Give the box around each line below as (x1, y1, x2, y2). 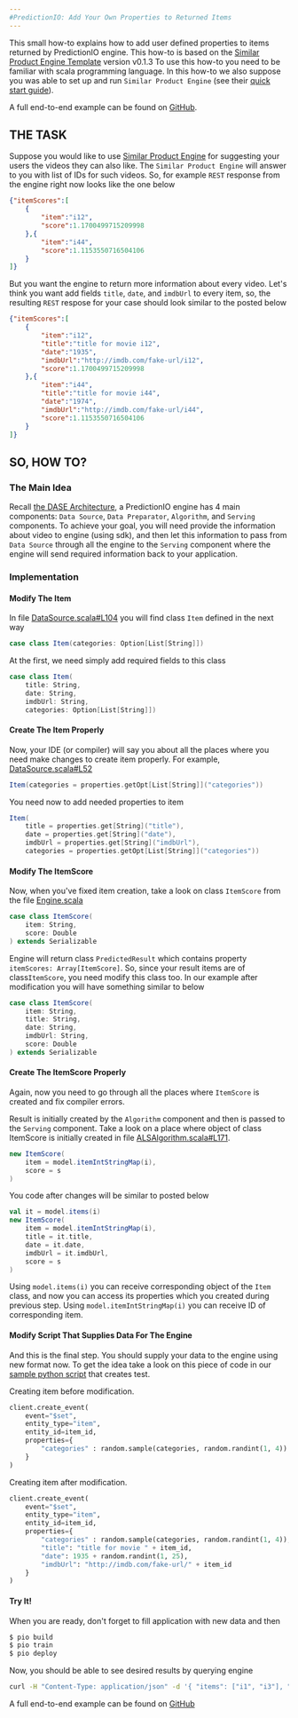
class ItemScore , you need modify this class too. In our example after (9, 971, 259, 982)
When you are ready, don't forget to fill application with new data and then (9, 1615, 281, 1626)
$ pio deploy (9, 1649, 58, 1659)
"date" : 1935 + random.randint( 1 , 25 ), (41, 1551, 189, 1561)
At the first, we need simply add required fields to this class (9, 655, 226, 666)
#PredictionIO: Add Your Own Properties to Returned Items (9, 12, 232, 22)
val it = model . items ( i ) (9, 1207, 101, 1216)
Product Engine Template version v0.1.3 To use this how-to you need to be (9, 56, 281, 67)
